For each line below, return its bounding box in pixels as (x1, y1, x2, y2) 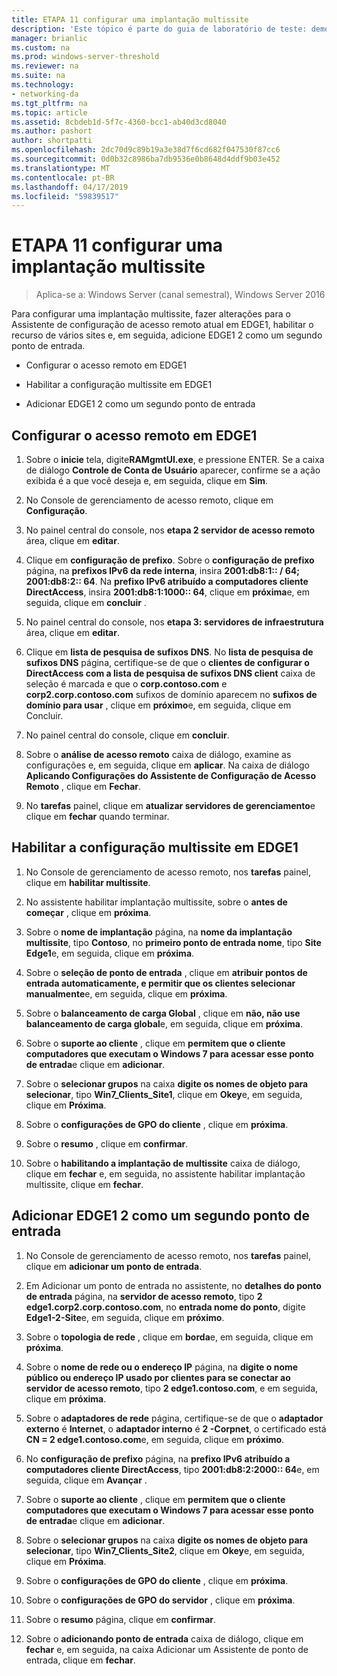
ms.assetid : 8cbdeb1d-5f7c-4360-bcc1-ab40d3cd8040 (11, 117, 227, 127)
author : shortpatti (11, 136, 93, 146)
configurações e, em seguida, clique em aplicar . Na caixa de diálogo (25, 759, 310, 771)
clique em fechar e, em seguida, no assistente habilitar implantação (25, 1167, 306, 1180)
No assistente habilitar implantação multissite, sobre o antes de (25, 896, 288, 908)
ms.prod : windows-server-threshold (11, 52, 160, 62)
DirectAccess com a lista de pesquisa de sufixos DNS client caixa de (25, 667, 316, 679)
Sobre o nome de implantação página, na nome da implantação (25, 926, 293, 938)
